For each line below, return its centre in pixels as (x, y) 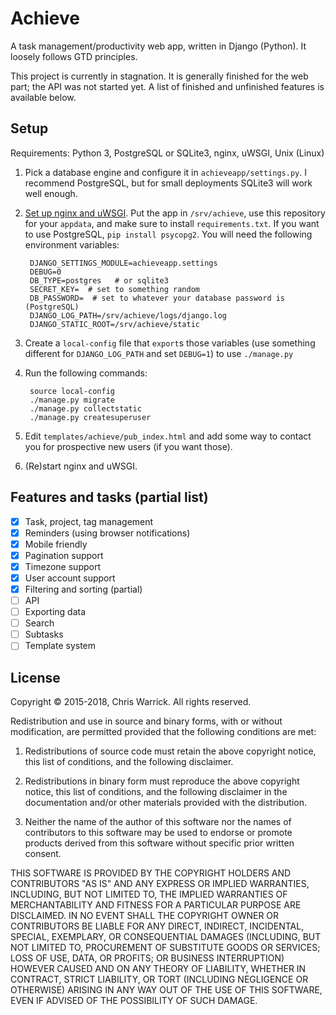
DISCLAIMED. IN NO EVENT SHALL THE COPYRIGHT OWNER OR (145, 916)
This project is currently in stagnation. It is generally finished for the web (159, 76)
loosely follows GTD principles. (74, 56)
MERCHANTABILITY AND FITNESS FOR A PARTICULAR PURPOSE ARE (156, 905)
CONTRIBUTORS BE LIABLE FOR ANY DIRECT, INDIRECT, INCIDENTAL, (157, 926)
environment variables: (72, 244)
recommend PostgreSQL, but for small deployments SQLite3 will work (168, 183)
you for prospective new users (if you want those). (128, 446)
